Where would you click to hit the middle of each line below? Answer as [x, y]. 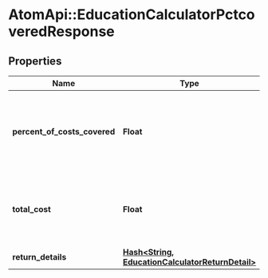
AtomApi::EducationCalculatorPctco [132, 15]
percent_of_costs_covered [64, 131]
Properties [35, 61]
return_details [39, 257]
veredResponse [62, 31]
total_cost [32, 209]
